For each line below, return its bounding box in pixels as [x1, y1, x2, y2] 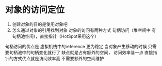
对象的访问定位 [5, 4, 65, 15]
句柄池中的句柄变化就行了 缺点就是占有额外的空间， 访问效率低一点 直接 [9, 49, 153, 55]
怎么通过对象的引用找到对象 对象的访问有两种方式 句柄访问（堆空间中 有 [12, 27, 156, 33]
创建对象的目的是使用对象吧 [12, 21, 68, 27]
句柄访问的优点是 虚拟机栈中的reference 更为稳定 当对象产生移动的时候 [5, 43, 147, 49]
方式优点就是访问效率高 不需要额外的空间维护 [13, 55, 104, 61]
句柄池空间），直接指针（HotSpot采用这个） [12, 33, 99, 39]
